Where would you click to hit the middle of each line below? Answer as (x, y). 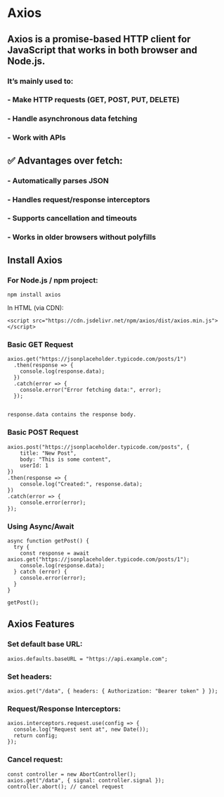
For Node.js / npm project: (53, 280)
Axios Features (41, 624)
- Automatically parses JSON (58, 180)
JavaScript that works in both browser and (103, 50)
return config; (36, 736)
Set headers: (30, 676)
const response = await (55, 553)
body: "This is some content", (66, 459)
